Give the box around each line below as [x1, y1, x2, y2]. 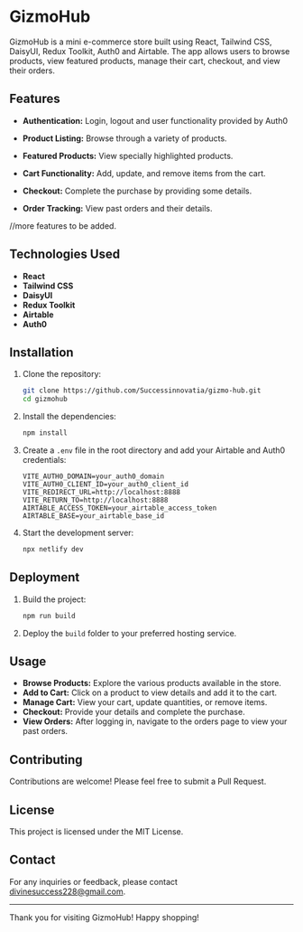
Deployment [9, 570, 80, 585]
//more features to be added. [9, 220, 117, 231]
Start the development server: [22, 527, 134, 538]
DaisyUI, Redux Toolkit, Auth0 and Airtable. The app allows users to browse [9, 45, 290, 56]
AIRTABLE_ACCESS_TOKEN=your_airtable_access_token [22, 504, 217, 513]
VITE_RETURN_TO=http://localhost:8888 [22, 495, 169, 504]
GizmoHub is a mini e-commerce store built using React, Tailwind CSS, [9, 36, 272, 47]
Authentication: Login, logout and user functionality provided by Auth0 [22, 115, 289, 126]
